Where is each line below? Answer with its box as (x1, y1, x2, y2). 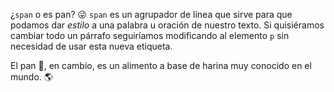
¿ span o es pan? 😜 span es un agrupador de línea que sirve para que (10, 9, 293, 20)
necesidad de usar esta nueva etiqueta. (10, 40, 173, 52)
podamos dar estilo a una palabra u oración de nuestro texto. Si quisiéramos (10, 19, 325, 31)
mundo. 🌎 (10, 71, 53, 83)
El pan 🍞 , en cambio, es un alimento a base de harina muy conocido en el (10, 60, 312, 71)
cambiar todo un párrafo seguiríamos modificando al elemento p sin (10, 30, 290, 41)
